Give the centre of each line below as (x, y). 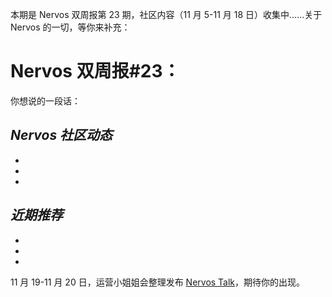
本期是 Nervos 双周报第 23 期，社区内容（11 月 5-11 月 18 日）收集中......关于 (166, 14)
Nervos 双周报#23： (95, 71)
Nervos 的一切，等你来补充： (70, 27)
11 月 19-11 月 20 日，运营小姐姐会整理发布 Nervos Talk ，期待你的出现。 (158, 282)
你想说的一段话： (45, 100)
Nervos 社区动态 (61, 135)
